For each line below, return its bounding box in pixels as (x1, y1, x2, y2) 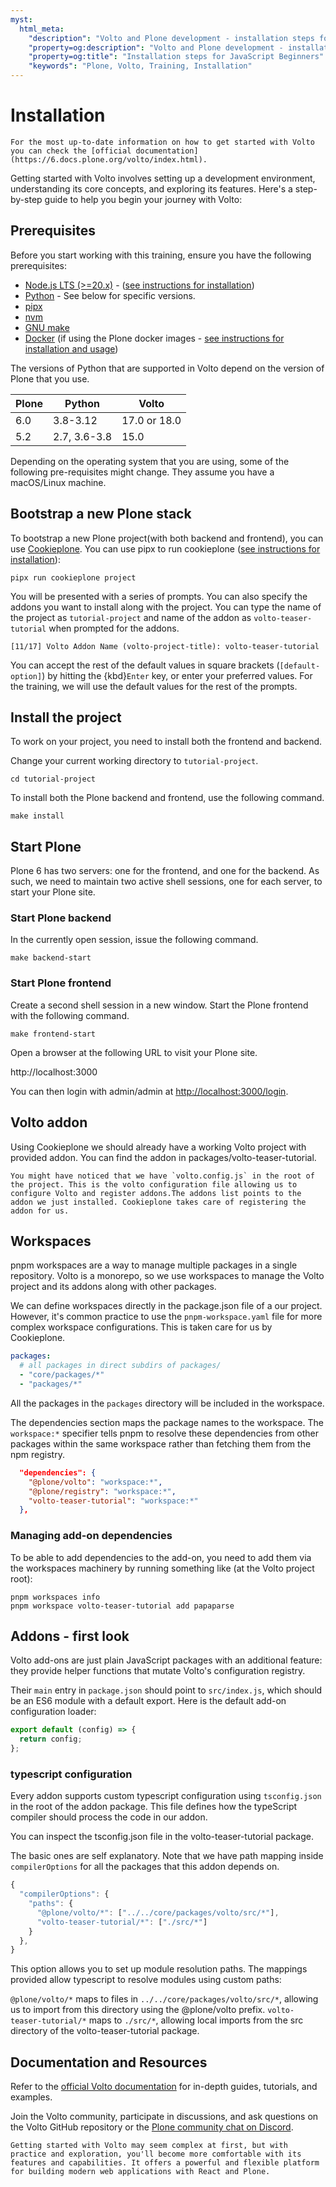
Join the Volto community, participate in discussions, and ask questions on (10, 2111, 319, 2123)
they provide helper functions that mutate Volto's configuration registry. (10, 1665, 306, 1677)
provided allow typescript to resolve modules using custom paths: (10, 1974, 282, 1986)
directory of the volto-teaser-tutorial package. (10, 2025, 200, 2037)
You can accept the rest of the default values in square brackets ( (10, 659, 280, 671)
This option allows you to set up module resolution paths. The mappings (10, 1963, 308, 1975)
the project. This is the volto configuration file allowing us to (10, 1179, 298, 1190)
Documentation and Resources (10, 2054, 208, 2071)
